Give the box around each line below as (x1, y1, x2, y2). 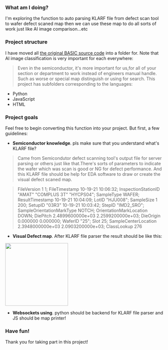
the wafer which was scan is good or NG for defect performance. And (17, 166, 162, 172)
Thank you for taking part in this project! (5, 339, 88, 345)
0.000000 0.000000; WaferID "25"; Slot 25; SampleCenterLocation (17, 218, 157, 224)
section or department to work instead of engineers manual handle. (17, 70, 157, 76)
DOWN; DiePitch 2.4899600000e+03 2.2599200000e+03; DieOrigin (17, 212, 161, 219)
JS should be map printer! (12, 315, 66, 321)
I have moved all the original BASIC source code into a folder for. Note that (5, 50, 159, 56)
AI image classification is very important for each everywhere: (5, 55, 134, 61)
